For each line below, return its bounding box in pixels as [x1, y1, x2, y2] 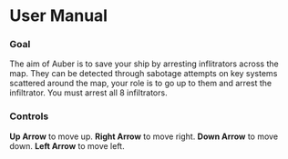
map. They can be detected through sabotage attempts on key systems [9, 68, 278, 79]
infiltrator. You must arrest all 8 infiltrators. [9, 87, 168, 98]
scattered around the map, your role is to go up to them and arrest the [9, 78, 272, 89]
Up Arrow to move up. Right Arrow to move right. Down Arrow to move [9, 131, 279, 142]
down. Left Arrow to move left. [9, 140, 125, 151]
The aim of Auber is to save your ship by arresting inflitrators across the [9, 58, 280, 69]
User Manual [9, 5, 108, 26]
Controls [9, 110, 49, 123]
